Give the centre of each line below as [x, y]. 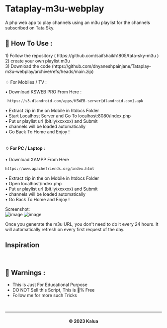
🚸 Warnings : [25, 273]
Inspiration [22, 245]
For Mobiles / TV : [29, 82]
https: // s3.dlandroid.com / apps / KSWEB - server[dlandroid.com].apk [75, 101]
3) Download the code [28, 66]
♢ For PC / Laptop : [25, 148]
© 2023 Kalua [83, 321]
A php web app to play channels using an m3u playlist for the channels [78, 22]
